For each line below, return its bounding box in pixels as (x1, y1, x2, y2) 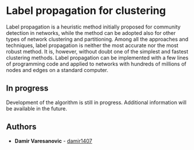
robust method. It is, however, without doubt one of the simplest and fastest (6, 48, 189, 55)
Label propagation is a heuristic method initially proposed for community (6, 23, 181, 30)
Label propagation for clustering (6, 4, 167, 17)
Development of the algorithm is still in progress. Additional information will (6, 99, 187, 106)
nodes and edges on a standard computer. (6, 66, 109, 73)
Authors (6, 122, 37, 132)
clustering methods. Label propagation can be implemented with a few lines (6, 54, 189, 61)
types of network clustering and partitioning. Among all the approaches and (6, 35, 189, 42)
